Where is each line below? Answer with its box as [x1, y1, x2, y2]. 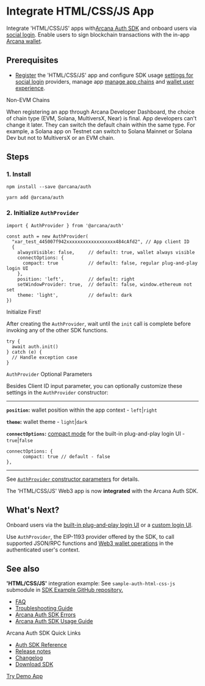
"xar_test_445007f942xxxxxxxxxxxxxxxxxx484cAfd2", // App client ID [12, 238, 190, 245]
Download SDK [15, 661, 54, 668]
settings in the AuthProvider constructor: [6, 389, 109, 396]
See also [6, 563, 40, 574]
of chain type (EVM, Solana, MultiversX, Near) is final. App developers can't [6, 114, 197, 122]
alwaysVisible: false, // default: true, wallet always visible [17, 249, 195, 255]
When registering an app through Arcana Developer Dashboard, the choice [6, 108, 195, 115]
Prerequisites [6, 55, 59, 65]
